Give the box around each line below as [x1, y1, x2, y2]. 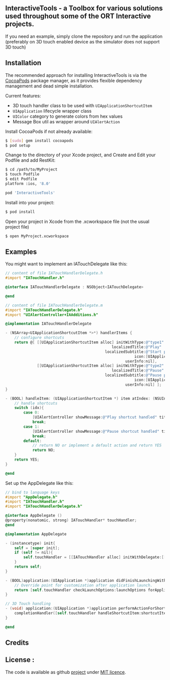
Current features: [5, 93, 41, 99]
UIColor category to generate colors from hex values [12, 113, 123, 119]
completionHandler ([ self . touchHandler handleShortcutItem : [14, 611, 142, 616]
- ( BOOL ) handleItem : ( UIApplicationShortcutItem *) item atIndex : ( [5, 396, 155, 401]
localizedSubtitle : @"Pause [104, 373, 162, 378]
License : [5, 656, 34, 664]
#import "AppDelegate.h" [5, 494, 58, 500]
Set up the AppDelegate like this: [5, 480, 73, 486]
